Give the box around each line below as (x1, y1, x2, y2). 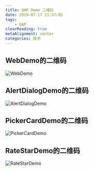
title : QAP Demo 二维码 (5, 7, 54, 13)
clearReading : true (5, 27, 47, 32)
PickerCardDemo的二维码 (5, 116, 88, 125)
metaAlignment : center (5, 31, 54, 36)
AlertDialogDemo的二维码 (5, 87, 89, 95)
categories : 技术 (5, 36, 41, 41)
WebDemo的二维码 (5, 56, 67, 65)
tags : (5, 17, 17, 22)
